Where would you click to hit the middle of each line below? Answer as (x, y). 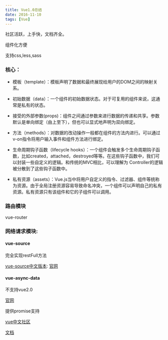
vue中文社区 (18, 322)
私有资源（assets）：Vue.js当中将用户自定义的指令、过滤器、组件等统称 (86, 179)
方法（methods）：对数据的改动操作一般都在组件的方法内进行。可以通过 (86, 133)
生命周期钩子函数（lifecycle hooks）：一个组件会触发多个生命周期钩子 (84, 149)
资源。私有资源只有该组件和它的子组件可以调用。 (63, 192)
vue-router (16, 217)
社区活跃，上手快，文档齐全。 (36, 34)
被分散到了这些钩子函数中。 (41, 168)
